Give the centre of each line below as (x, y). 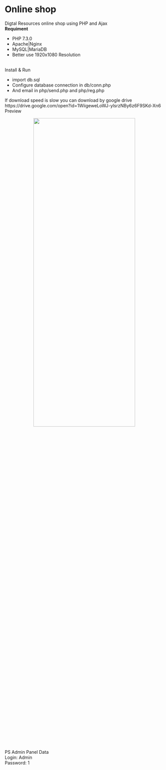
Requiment (16, 28)
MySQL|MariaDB (30, 49)
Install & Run (18, 70)
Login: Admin (18, 757)
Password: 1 (17, 762)
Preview (13, 111)
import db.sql (26, 79)
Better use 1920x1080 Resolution (46, 55)
